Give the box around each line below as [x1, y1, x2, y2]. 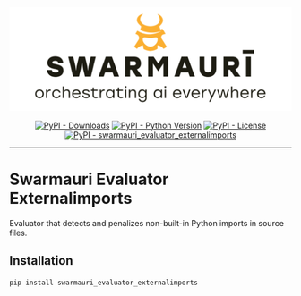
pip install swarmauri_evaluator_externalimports [9, 278, 199, 287]
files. [9, 227, 28, 238]
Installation [9, 253, 73, 268]
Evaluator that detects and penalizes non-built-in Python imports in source [9, 217, 285, 228]
